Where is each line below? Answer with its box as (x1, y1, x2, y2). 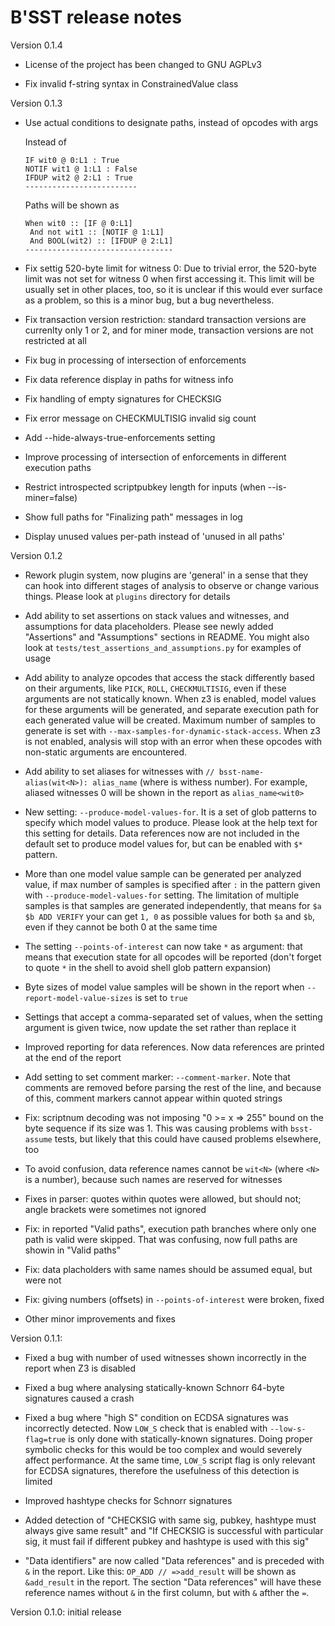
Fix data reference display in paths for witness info (24, 373, 234, 385)
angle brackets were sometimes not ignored (24, 1203, 207, 1215)
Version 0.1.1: (10, 1332, 63, 1344)
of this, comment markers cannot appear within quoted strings (24, 1092, 283, 1104)
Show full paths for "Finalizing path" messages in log (24, 511, 243, 523)
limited (24, 1475, 53, 1487)
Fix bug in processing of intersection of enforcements (24, 354, 247, 366)
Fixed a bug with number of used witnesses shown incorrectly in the (24, 1351, 307, 1363)
